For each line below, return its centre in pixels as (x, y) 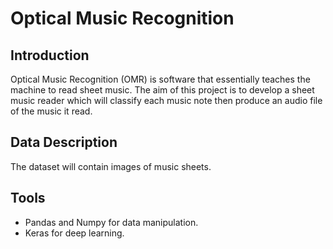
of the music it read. (51, 111)
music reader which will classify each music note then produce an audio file (166, 100)
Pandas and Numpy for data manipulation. (111, 222)
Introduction (50, 55)
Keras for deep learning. (74, 233)
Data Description (64, 142)
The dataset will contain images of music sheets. (111, 166)
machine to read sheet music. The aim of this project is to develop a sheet (162, 90)
